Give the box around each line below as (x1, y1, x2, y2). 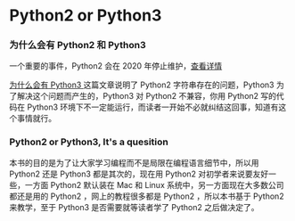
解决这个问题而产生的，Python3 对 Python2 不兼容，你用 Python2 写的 (16, 91, 277, 102)
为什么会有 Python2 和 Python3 (9, 39, 146, 52)
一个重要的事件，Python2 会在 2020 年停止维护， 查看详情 (9, 61, 223, 71)
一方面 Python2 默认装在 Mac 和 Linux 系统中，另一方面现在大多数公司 (24, 179, 284, 190)
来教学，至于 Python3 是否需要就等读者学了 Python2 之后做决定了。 (9, 201, 260, 212)
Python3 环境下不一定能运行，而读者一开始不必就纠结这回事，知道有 (26, 102, 279, 112)
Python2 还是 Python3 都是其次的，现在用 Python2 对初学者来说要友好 (9, 168, 269, 179)
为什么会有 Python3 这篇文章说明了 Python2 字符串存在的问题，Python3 (9, 79, 275, 90)
